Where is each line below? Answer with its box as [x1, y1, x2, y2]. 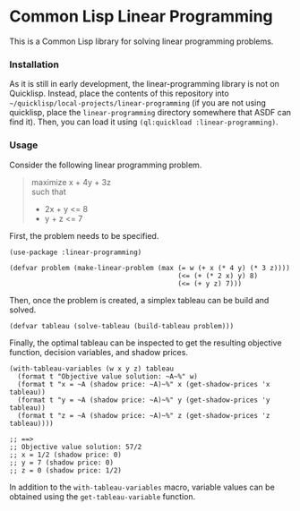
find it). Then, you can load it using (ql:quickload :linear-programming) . [9, 116, 279, 127]
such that [30, 186, 66, 197]
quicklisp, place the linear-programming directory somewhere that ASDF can [9, 107, 292, 118]
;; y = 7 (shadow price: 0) [9, 458, 115, 467]
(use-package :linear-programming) [9, 248, 142, 257]
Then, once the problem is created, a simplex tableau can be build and [9, 294, 270, 305]
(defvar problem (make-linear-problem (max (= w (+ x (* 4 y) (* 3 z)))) [9, 263, 291, 272]
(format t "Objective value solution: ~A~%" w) [17, 371, 199, 381]
